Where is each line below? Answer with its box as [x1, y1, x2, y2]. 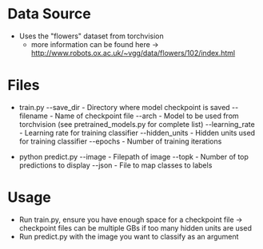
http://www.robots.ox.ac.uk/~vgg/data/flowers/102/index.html [30, 48, 236, 57]
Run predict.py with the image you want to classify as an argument [18, 231, 239, 241]
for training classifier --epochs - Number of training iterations [18, 136, 222, 146]
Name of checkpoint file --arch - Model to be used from [54, 111, 239, 121]
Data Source [7, 5, 91, 23]
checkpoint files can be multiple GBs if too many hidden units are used [18, 223, 253, 232]
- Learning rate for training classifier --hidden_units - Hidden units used [18, 128, 256, 137]
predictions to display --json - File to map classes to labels [18, 160, 213, 170]
